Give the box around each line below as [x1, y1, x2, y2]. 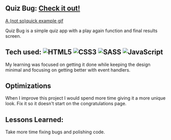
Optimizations [5, 82, 51, 90]
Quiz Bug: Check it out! [5, 4, 81, 13]
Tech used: [5, 48, 42, 57]
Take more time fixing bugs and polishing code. [5, 129, 106, 135]
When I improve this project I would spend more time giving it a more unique [5, 95, 166, 101]
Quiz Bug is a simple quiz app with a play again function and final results [5, 28, 158, 34]
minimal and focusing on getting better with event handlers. [5, 66, 131, 73]
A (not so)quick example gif [5, 17, 64, 24]
